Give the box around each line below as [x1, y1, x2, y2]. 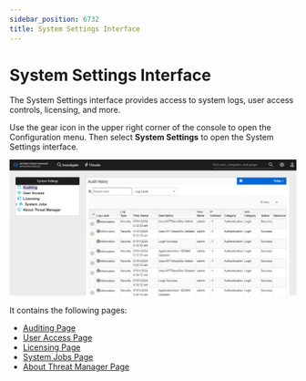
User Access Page [22, 333, 93, 344]
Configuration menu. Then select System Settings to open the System [9, 132, 275, 143]
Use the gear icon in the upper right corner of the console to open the [9, 122, 271, 133]
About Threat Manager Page [22, 361, 130, 373]
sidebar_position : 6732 [9, 15, 100, 24]
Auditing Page [22, 323, 76, 334]
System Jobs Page [22, 352, 94, 363]
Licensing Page [22, 342, 81, 353]
